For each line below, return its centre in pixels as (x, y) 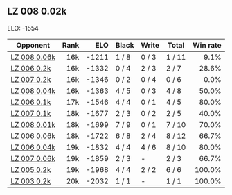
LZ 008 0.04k (33, 91)
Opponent (33, 45)
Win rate (207, 45)
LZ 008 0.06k (33, 57)
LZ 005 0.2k (31, 169)
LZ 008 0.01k (33, 124)
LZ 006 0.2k (31, 68)
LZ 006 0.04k (33, 147)
